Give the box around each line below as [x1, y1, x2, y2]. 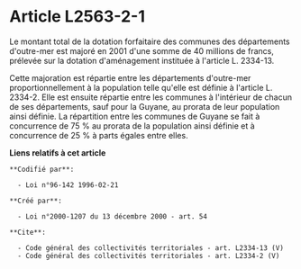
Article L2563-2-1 [9, 6, 146, 27]
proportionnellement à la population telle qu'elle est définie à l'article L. [9, 82, 273, 93]
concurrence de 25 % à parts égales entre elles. [9, 130, 188, 140]
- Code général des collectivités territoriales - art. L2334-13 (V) [17, 243, 284, 253]
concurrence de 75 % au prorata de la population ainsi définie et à [9, 120, 255, 131]
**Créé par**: [9, 196, 63, 205]
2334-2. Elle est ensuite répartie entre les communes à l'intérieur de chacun [9, 92, 293, 103]
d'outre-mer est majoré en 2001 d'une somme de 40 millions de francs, [9, 45, 275, 56]
